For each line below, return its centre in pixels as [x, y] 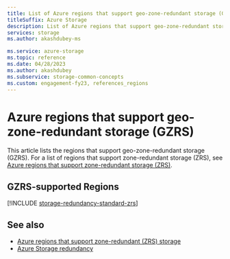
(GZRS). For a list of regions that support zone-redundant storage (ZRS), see [115, 158]
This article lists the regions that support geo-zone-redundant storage [106, 151]
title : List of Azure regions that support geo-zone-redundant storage [111, 13]
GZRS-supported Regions [63, 187]
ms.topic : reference [37, 58]
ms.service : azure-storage [46, 51]
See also [26, 224]
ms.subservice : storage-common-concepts [66, 77]
